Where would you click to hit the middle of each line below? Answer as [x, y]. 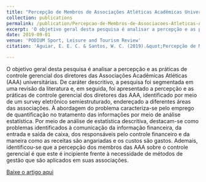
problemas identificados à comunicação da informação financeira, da [94, 127]
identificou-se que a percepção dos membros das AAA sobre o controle [97, 147]
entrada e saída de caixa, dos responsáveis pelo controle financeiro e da [98, 134]
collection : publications [39, 18]
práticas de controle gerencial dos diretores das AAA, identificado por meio [102, 95]
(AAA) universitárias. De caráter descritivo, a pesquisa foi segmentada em [100, 82]
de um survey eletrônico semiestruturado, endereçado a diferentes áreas [99, 101]
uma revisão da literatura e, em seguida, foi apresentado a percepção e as [100, 88]
